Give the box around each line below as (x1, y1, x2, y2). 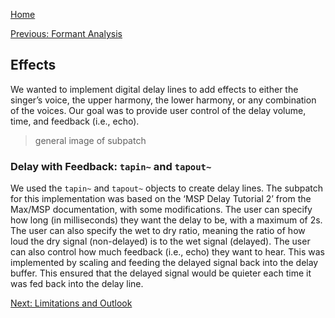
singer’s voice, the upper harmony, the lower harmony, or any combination (10, 94, 317, 106)
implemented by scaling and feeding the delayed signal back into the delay (10, 257, 319, 269)
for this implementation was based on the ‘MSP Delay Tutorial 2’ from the (10, 193, 312, 205)
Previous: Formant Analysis (10, 28, 123, 39)
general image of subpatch (34, 134, 147, 146)
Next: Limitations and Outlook (10, 297, 133, 309)
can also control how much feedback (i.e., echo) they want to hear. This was (10, 246, 326, 258)
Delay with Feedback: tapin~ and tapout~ (10, 159, 212, 173)
